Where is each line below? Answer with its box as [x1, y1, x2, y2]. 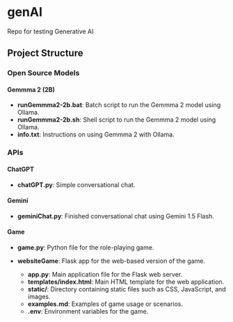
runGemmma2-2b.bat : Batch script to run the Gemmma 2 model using [17, 101, 221, 109]
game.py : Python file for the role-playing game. [17, 243, 154, 251]
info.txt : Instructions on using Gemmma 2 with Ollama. [17, 130, 175, 139]
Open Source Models [7, 68, 80, 78]
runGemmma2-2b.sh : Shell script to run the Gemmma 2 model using [17, 115, 216, 124]
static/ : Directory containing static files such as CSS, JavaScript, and [27, 284, 226, 293]
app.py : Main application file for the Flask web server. [27, 270, 183, 278]
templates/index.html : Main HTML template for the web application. [27, 277, 225, 286]
